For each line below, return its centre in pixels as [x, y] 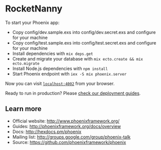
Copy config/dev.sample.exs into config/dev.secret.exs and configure [84, 32]
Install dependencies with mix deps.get [53, 53]
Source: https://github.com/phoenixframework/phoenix [69, 142]
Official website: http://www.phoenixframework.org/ [66, 121]
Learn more [23, 109]
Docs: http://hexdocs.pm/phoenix [47, 131]
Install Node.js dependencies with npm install [60, 68]
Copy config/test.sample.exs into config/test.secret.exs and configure [84, 42]
